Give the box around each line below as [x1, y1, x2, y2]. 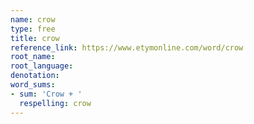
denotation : [10, 71, 60, 81]
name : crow [10, 14, 56, 25]
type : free [10, 24, 56, 34]
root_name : [10, 52, 56, 62]
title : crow [10, 33, 60, 43]
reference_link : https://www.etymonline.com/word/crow [10, 42, 244, 53]
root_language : [10, 61, 74, 71]
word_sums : [10, 80, 56, 90]
